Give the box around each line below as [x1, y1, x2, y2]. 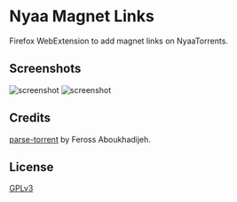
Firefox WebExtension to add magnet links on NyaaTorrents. [9, 35, 229, 46]
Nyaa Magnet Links [9, 6, 155, 27]
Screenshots [9, 61, 82, 76]
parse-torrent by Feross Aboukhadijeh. [9, 134, 151, 144]
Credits [9, 111, 51, 126]
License [9, 159, 54, 175]
